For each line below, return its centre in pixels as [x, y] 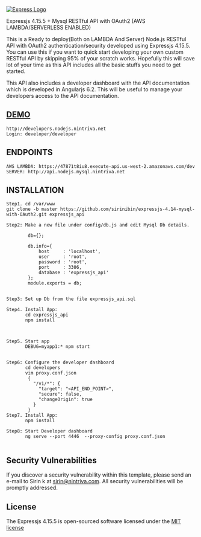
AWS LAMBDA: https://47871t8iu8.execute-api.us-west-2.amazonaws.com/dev [101, 166]
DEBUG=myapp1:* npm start [57, 347]
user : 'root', [63, 257]
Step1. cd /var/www [31, 204]
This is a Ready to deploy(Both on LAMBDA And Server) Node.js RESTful [96, 39]
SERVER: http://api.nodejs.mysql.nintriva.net [66, 172]
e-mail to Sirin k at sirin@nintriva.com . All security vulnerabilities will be [95, 481]
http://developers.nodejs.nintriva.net [56, 129]
